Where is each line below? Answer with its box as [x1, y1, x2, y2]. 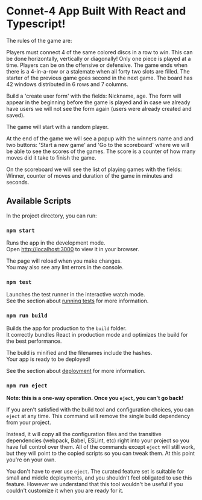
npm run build [6, 312, 48, 319]
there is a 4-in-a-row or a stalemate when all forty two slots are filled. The [6, 67, 190, 75]
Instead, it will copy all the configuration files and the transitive [6, 430, 162, 437]
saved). [6, 111, 25, 119]
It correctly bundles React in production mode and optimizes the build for [6, 331, 188, 338]
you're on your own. [6, 456, 56, 463]
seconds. [6, 178, 30, 186]
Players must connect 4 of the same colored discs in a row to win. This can [6, 48, 193, 55]
